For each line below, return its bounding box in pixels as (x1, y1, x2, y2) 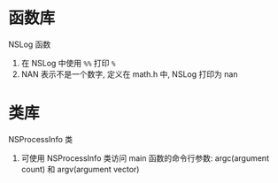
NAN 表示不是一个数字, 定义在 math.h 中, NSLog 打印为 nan (20, 68, 238, 80)
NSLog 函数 (8, 39, 51, 50)
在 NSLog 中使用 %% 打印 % (20, 57, 116, 68)
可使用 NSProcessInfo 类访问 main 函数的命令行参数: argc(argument (20, 152, 269, 164)
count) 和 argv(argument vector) (20, 164, 140, 174)
